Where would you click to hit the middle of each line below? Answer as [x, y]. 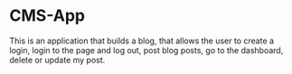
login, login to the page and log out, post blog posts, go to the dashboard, [146, 50]
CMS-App [47, 16]
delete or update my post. [57, 60]
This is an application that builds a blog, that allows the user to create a [141, 41]
